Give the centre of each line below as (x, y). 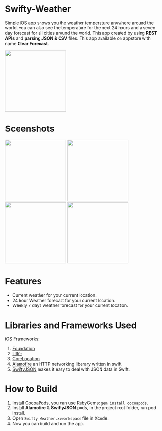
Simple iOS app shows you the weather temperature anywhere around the (79, 23)
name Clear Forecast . (27, 43)
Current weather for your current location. (54, 295)
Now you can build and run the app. (48, 423)
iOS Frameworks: (22, 339)
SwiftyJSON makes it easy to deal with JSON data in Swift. (71, 369)
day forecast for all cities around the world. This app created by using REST (81, 33)
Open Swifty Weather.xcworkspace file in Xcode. (60, 418)
